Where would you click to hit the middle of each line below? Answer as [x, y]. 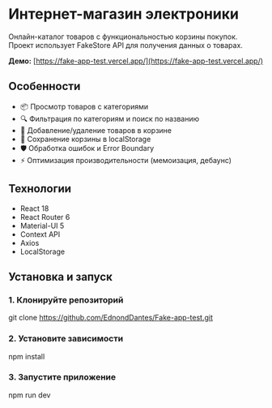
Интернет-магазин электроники [123, 14]
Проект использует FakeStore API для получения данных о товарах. [125, 45]
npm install [27, 356]
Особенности [45, 86]
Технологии [40, 189]
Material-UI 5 [42, 225]
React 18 [34, 208]
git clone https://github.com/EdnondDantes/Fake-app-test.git [110, 318]
